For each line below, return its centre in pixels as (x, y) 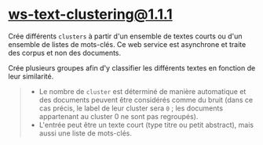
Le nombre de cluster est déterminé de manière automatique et (142, 91)
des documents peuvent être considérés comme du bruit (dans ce (146, 100)
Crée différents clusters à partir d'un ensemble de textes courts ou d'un (125, 36)
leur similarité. (31, 76)
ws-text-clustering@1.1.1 (90, 14)
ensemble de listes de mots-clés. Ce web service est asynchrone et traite (127, 44)
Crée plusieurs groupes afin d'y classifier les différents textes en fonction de (132, 67)
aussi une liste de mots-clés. (85, 133)
